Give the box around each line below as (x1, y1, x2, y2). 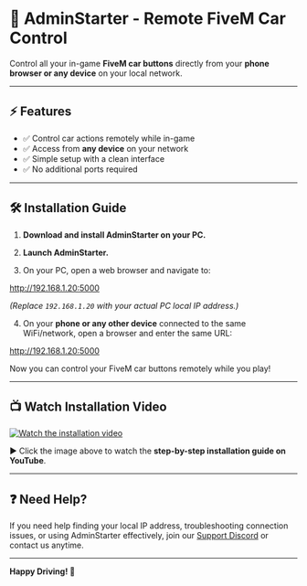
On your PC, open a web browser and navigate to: (22, 264, 211, 275)
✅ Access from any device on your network (22, 143, 189, 154)
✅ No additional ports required (22, 164, 139, 175)
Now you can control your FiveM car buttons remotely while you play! (9, 363, 271, 374)
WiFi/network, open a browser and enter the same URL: (22, 327, 233, 338)
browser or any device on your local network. (9, 68, 183, 79)
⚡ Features (9, 104, 72, 120)
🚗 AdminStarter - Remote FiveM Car (9, 8, 286, 29)
